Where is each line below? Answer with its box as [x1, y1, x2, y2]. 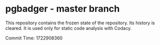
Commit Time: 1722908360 [5, 35, 63, 41]
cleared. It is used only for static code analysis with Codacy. [5, 25, 132, 31]
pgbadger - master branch [5, 3, 120, 15]
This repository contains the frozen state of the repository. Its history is [5, 20, 155, 26]
